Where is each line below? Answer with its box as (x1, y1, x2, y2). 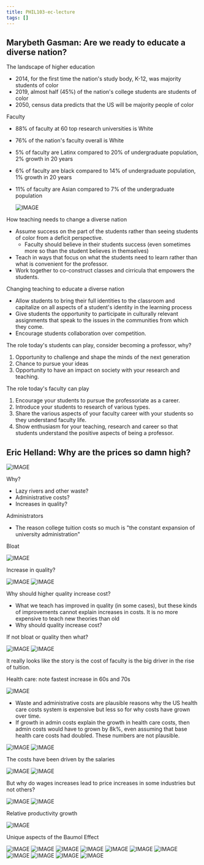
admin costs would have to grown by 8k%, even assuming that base (15, 725, 188, 733)
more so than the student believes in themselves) (24, 247, 149, 255)
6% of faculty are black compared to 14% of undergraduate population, (15, 167, 196, 175)
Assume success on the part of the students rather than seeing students (15, 228, 198, 235)
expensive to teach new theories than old (15, 615, 119, 623)
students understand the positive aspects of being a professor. (15, 429, 174, 437)
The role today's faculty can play (6, 385, 89, 393)
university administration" (15, 531, 81, 538)
